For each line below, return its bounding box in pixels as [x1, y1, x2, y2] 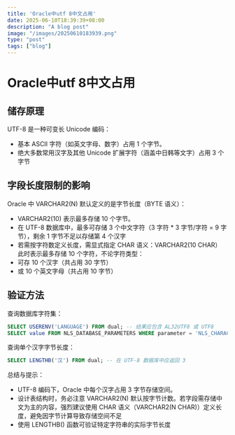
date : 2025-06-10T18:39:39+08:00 [7, 17, 105, 24]
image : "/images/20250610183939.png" [7, 29, 117, 37]
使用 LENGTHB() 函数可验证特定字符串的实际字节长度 [17, 420, 171, 429]
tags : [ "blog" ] [7, 43, 52, 50]
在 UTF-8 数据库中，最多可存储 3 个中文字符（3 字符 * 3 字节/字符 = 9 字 [17, 223, 227, 231]
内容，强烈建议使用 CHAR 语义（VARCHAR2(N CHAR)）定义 [41, 403, 216, 411]
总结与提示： [7, 371, 44, 379]
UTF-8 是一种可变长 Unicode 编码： [7, 125, 111, 133]
